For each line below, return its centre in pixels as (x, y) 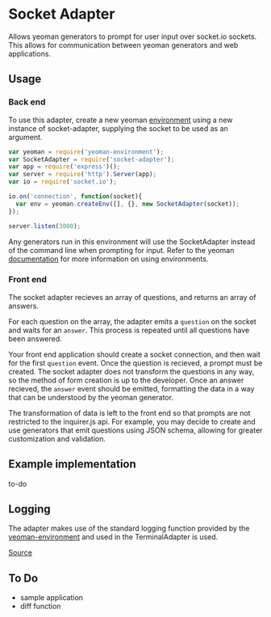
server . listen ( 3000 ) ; (45, 226)
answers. (23, 306)
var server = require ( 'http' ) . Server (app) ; (83, 175)
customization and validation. (57, 438)
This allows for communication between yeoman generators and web (123, 44)
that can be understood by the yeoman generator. (91, 397)
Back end (27, 102)
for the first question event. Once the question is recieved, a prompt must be (135, 363)
